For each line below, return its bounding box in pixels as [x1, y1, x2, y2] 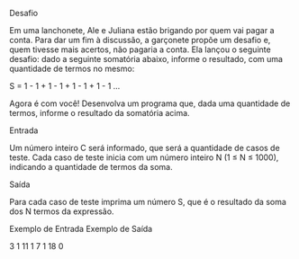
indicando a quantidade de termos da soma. [9, 162, 173, 172]
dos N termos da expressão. [9, 206, 114, 217]
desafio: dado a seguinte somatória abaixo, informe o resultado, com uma [9, 54, 284, 64]
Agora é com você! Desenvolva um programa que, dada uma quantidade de [9, 98, 291, 109]
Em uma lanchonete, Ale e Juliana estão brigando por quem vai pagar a [9, 25, 275, 35]
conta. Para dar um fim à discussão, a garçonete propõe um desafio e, [9, 35, 271, 45]
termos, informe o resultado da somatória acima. [9, 108, 191, 118]
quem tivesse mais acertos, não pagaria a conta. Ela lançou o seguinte [9, 44, 272, 55]
